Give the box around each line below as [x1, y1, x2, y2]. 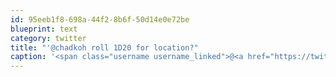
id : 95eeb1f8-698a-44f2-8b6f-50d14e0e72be [10, 14, 190, 25]
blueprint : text [10, 24, 78, 34]
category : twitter [10, 33, 87, 43]
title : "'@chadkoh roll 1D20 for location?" [10, 42, 199, 53]
